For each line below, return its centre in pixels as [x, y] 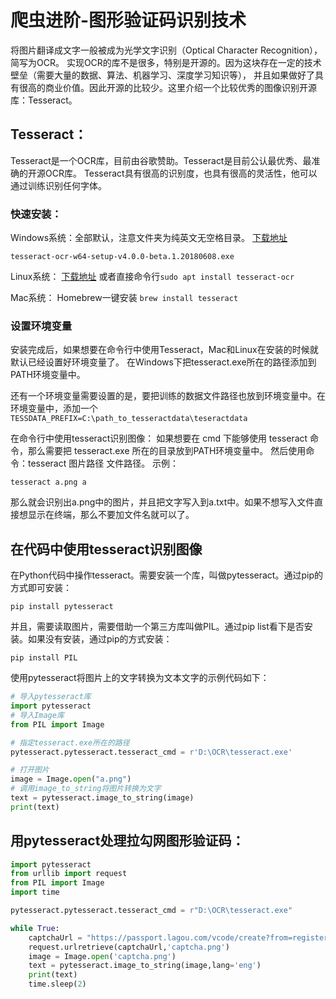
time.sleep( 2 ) [57, 984]
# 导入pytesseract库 [51, 697]
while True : [35, 928]
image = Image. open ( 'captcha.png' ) [102, 956]
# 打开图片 [30, 770]
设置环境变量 [41, 326]
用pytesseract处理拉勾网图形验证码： [127, 841]
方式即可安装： [41, 588]
